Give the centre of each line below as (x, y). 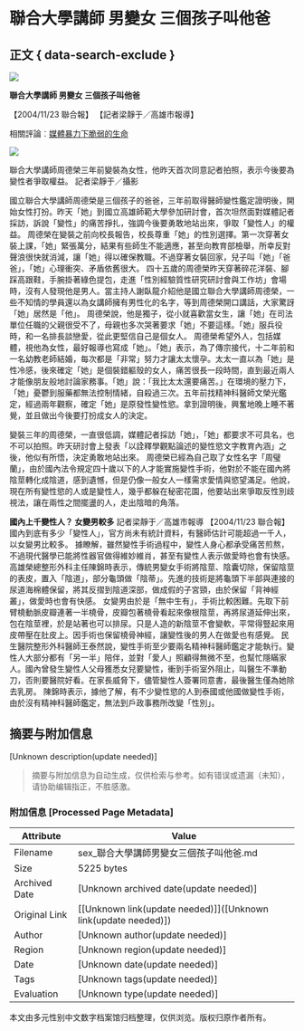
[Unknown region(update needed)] (152, 950)
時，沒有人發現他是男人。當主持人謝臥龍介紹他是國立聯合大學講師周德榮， (148, 291)
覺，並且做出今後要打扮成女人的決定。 (81, 415)
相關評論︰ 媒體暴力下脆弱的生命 (69, 134)
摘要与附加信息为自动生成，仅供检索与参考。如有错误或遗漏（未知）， (160, 775)
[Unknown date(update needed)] (148, 965)
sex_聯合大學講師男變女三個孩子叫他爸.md (168, 854)
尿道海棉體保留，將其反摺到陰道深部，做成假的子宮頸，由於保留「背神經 (144, 590)
